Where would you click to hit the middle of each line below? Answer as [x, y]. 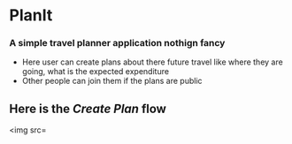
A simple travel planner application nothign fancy [117, 43]
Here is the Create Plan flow [88, 108]
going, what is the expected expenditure [96, 72]
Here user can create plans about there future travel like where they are [152, 62]
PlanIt [31, 15]
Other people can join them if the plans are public [112, 81]
